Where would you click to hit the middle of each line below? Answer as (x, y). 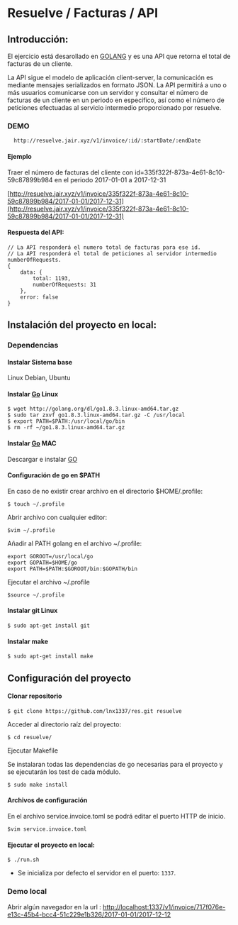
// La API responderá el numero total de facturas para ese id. (104, 247)
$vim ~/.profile (31, 530)
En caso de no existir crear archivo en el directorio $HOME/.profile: (105, 491)
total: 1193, (52, 278)
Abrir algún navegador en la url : (54, 907)
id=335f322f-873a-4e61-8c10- (180, 172)
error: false (39, 297)
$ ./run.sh (23, 860)
